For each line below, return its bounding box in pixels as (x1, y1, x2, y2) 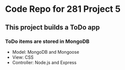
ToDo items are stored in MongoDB (5, 38, 90, 45)
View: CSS (12, 54, 34, 60)
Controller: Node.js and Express (12, 59, 77, 65)
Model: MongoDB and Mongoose (12, 49, 79, 55)
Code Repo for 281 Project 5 (5, 3, 121, 15)
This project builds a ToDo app (5, 23, 100, 32)
